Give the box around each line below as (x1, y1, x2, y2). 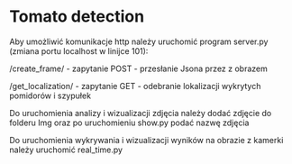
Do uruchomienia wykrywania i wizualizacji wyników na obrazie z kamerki (9, 134, 284, 145)
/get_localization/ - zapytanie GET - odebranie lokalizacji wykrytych (9, 80, 261, 91)
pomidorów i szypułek (9, 90, 92, 101)
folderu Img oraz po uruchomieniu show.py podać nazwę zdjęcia (9, 117, 250, 128)
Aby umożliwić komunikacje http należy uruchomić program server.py (9, 36, 269, 47)
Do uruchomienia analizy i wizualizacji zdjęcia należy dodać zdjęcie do (9, 107, 272, 118)
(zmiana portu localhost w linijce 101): (9, 45, 149, 56)
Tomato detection (9, 6, 145, 27)
